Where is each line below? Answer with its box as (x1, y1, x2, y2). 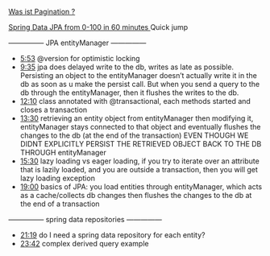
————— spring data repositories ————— (8, 215, 163, 224)
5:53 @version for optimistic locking (19, 54, 140, 63)
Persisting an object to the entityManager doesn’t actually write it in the (19, 71, 258, 80)
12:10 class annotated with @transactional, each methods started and (19, 97, 251, 105)
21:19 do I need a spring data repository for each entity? (19, 230, 206, 240)
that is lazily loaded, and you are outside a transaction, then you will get (19, 165, 258, 174)
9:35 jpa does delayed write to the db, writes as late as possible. (19, 62, 235, 72)
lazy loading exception (19, 173, 95, 183)
